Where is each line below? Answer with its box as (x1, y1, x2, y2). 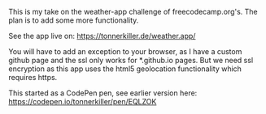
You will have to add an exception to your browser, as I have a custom (8, 47, 242, 56)
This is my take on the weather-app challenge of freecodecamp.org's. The (8, 7, 258, 16)
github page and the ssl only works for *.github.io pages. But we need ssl (8, 56, 254, 65)
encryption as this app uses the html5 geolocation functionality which (8, 64, 242, 74)
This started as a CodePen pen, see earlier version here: (8, 88, 198, 98)
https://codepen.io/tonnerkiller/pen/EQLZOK (8, 97, 157, 106)
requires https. (8, 73, 58, 82)
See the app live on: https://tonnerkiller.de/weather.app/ (8, 32, 196, 40)
